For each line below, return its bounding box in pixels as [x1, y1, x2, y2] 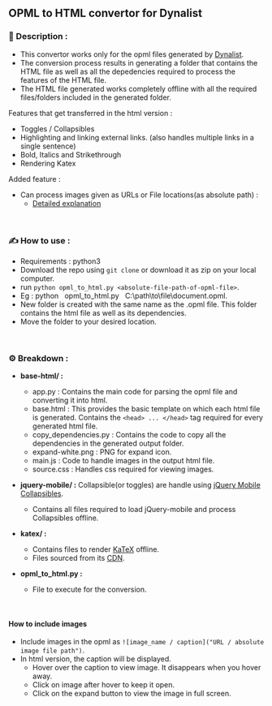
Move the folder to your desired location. [19, 316, 157, 326]
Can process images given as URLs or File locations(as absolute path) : [19, 190, 259, 200]
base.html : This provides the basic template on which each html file [32, 404, 261, 414]
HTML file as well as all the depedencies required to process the [19, 67, 235, 76]
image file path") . [19, 645, 85, 656]
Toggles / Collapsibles [19, 123, 95, 133]
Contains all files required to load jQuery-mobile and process [32, 505, 236, 514]
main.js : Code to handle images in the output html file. [32, 456, 215, 466]
